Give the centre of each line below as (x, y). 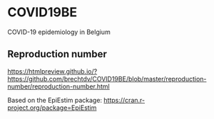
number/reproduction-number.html (59, 86)
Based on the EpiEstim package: (55, 100)
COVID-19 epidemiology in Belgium (59, 32)
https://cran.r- (124, 100)
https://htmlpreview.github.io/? (52, 71)
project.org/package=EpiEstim (52, 108)
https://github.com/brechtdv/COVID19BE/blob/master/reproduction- (107, 79)
